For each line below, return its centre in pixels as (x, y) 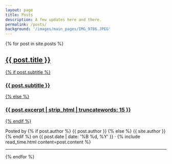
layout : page (19, 10)
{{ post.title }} (28, 60)
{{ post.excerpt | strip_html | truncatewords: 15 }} (68, 110)
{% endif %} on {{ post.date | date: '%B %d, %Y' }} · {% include (73, 136)
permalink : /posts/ (26, 24)
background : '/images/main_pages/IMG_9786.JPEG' (58, 29)
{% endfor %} (20, 156)
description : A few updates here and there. (53, 19)
